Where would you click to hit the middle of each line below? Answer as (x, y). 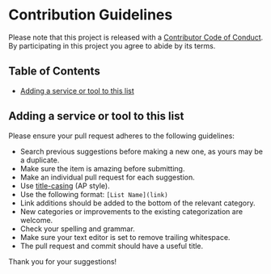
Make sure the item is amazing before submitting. (102, 168)
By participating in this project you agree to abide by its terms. (112, 45)
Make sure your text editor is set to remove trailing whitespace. (125, 237)
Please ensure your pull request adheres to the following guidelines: (121, 136)
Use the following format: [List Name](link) (94, 194)
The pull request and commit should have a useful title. (112, 246)
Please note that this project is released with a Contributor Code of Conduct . (136, 37)
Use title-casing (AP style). (65, 185)
